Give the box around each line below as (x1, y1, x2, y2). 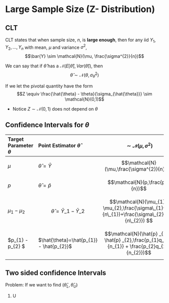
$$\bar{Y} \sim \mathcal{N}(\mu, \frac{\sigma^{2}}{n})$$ (25, 53, 144, 59)
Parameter (8, 142, 34, 149)
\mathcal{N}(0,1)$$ (64, 96, 105, 102)
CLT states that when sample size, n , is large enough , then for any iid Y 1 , (5, 37, 156, 44)
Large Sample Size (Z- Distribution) (5, 4, 155, 15)
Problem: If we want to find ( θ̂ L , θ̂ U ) (5, 282, 78, 289)
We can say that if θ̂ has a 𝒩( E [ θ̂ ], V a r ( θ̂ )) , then (5, 63, 103, 69)
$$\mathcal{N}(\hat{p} (104, 230, 158, 237)
